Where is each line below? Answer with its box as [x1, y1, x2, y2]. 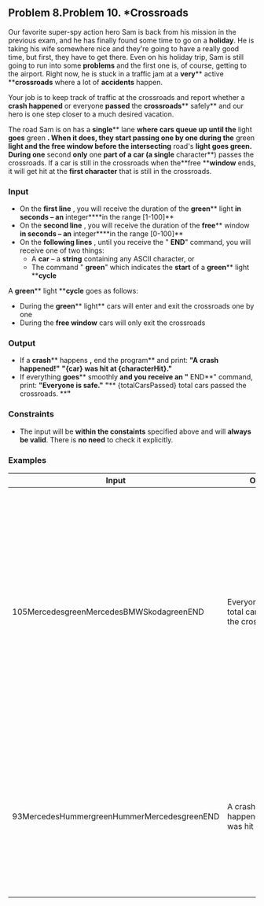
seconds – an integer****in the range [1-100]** [19, 213, 174, 222]
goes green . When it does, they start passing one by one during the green [8, 133, 255, 142]
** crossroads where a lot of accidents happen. [8, 77, 163, 87]
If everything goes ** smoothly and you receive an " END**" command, [19, 372, 253, 382]
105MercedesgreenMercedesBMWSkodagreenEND [12, 606, 204, 617]
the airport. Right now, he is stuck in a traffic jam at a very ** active [8, 68, 224, 78]
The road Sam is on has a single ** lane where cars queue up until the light [8, 124, 253, 134]
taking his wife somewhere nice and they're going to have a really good [8, 43, 240, 54]
